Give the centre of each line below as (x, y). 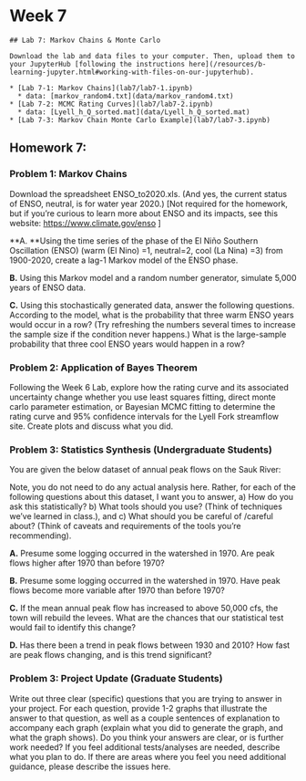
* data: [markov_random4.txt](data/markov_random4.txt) (126, 96)
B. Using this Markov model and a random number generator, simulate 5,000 (153, 277)
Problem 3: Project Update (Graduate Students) (116, 679)
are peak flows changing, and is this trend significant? (111, 655)
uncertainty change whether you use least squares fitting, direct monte (143, 397)
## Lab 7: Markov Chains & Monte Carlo (85, 40)
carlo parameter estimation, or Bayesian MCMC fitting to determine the (143, 406)
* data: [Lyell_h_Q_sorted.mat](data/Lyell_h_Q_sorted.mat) (134, 112)
